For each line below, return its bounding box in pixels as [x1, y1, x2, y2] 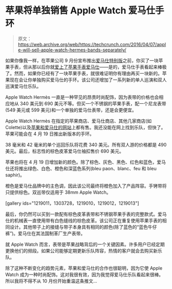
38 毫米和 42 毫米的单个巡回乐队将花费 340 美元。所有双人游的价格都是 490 [5, 141, 167, 148]
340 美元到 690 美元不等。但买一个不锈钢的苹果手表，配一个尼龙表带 [19, 100, 166, 106]
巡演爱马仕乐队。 [5, 83, 41, 89]
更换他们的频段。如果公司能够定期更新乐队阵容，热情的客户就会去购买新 [5, 247, 158, 254]
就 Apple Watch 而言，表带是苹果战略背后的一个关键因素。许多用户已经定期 [5, 241, 165, 247]
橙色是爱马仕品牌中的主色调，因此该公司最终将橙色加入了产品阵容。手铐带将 [5, 183, 167, 189]
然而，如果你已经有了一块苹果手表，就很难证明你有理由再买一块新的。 [14, 70, 162, 76]
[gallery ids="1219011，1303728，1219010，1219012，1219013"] [5, 200, 139, 206]
